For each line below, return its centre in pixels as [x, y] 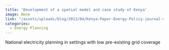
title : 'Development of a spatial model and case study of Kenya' [76, 10]
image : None [18, 14]
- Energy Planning [29, 28]
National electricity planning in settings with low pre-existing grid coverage [83, 42]
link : [11, 19]
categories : [18, 24]
